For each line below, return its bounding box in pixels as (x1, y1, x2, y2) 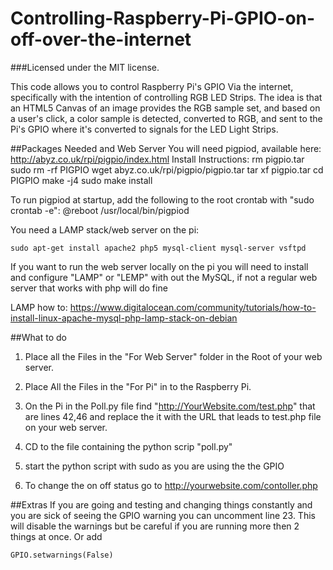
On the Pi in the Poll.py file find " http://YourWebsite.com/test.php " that (24, 400, 316, 412)
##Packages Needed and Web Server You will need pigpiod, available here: (10, 142, 322, 154)
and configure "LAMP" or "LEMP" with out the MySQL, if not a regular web (10, 271, 318, 283)
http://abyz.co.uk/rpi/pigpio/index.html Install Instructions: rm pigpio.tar (10, 153, 305, 165)
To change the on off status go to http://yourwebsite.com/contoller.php (24, 479, 318, 491)
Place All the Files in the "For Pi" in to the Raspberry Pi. (24, 380, 252, 392)
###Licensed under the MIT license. (10, 61, 160, 73)
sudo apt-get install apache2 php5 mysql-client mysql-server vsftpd (10, 243, 307, 253)
